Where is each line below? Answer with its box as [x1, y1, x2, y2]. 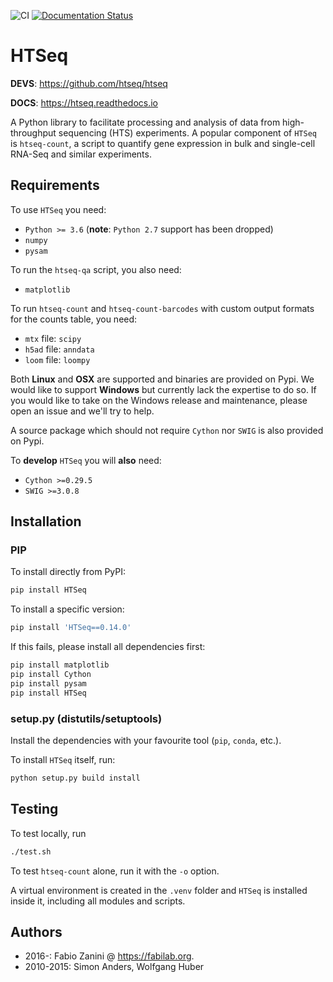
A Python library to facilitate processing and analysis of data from [10, 116, 281, 128]
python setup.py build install [10, 773, 141, 783]
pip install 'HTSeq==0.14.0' [10, 623, 132, 633]
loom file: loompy [24, 353, 91, 365]
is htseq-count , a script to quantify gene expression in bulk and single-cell [10, 137, 316, 149]
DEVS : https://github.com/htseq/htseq [10, 77, 168, 89]
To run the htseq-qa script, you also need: [10, 263, 182, 275]
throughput [10, 126, 57, 139]
